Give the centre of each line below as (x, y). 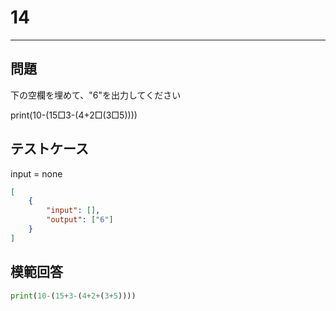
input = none (36, 173)
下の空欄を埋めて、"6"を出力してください (96, 95)
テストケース (49, 149)
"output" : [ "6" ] (80, 220)
